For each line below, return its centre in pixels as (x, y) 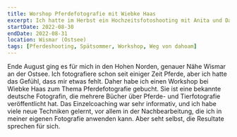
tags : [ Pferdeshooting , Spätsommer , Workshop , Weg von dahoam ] (102, 46)
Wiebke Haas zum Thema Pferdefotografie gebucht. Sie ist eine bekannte (114, 89)
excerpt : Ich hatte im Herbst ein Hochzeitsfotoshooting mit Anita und (115, 20)
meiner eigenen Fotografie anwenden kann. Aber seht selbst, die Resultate (116, 119)
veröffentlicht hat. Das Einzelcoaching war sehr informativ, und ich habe (112, 104)
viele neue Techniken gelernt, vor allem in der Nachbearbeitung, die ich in (115, 111)
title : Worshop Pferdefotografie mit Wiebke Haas (82, 14)
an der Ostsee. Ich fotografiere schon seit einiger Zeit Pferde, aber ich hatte (117, 74)
